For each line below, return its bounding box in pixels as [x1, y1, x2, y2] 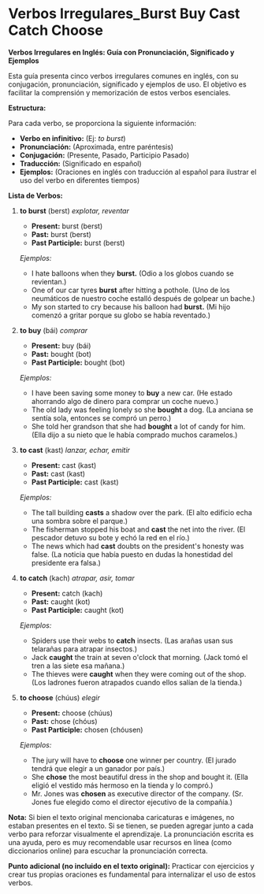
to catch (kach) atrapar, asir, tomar [19, 573, 136, 583]
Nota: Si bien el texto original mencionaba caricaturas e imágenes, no [8, 812, 235, 822]
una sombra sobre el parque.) [31, 516, 128, 525]
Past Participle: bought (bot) [31, 358, 125, 367]
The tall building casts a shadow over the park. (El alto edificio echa [31, 507, 252, 517]
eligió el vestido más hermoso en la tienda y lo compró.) [31, 781, 214, 790]
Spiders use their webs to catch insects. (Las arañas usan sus [31, 636, 234, 645]
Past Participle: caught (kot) [31, 605, 125, 614]
